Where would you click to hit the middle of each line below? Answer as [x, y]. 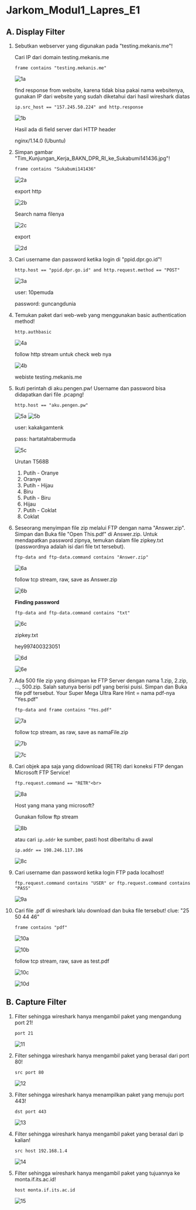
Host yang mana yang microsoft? [54, 805]
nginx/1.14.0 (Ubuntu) [40, 141]
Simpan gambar [34, 152]
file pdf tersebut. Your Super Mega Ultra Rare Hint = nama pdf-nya [95, 693]
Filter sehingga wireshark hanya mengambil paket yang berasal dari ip [99, 1134]
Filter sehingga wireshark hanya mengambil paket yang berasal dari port [102, 1055]
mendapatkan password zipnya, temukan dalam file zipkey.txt [89, 540]
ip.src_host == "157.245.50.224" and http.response [79, 107]
